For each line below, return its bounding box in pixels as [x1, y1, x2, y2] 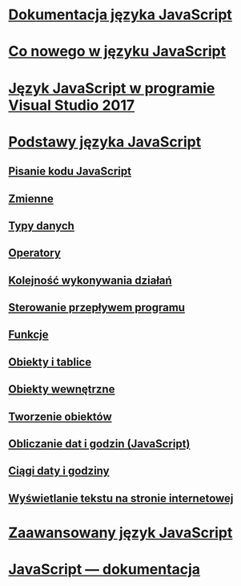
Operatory [8, 246, 62, 260]
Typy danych [8, 219, 74, 232]
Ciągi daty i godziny [8, 464, 110, 478]
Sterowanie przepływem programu [8, 301, 186, 314]
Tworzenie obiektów [8, 410, 112, 423]
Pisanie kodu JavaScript [8, 164, 132, 178]
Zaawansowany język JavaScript [8, 523, 233, 542]
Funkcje [8, 328, 50, 341]
